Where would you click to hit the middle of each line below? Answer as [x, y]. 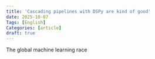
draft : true [21, 33]
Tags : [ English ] [26, 22]
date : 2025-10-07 [27, 17]
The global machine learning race [47, 50]
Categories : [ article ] [34, 28]
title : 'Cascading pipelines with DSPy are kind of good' [78, 11]
